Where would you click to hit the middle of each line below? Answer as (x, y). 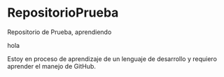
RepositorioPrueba (63, 13)
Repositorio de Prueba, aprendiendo (59, 32)
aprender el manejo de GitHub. (51, 66)
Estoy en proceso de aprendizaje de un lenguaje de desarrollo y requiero (112, 59)
